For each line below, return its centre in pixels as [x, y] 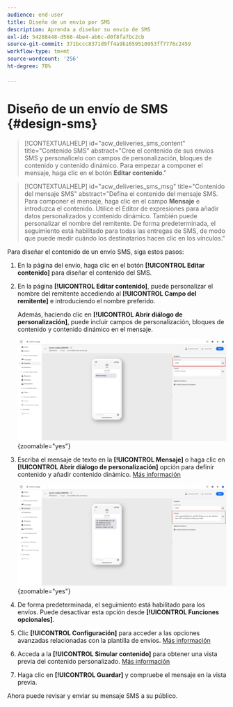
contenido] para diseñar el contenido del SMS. [85, 273]
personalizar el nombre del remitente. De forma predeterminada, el [120, 223]
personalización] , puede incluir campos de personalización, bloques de [121, 321]
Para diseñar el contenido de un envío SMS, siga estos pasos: [96, 252]
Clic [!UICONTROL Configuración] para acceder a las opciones [109, 633]
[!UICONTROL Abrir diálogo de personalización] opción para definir [115, 466]
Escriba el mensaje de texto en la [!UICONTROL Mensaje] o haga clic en [121, 459]
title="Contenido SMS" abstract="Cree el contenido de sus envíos [119, 151]
